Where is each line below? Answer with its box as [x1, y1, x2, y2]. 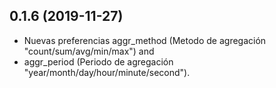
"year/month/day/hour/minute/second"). [23, 66, 191, 78]
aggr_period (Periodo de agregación [23, 55, 174, 68]
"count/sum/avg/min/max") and [23, 45, 155, 57]
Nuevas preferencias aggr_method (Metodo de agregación [23, 34, 267, 46]
